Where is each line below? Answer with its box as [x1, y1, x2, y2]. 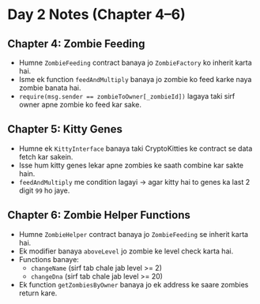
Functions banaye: [18, 254, 80, 264]
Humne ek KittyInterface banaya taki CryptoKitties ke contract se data [18, 144, 253, 153]
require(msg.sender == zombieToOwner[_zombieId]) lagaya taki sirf [18, 92, 236, 100]
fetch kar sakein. [18, 152, 73, 161]
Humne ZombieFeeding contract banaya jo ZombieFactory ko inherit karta [18, 58, 252, 67]
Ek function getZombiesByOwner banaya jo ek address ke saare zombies [18, 280, 249, 289]
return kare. [18, 288, 58, 298]
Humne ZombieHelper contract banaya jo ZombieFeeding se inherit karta [18, 229, 249, 238]
